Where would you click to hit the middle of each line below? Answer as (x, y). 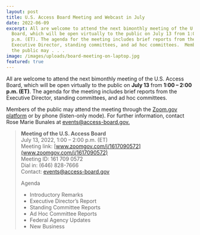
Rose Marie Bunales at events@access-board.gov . (68, 122)
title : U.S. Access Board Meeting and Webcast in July (76, 17)
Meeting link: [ (38, 146)
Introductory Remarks (56, 194)
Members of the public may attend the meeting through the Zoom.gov (92, 109)
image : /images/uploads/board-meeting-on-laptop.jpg (73, 56)
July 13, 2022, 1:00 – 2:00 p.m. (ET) (64, 140)
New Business (47, 226)
